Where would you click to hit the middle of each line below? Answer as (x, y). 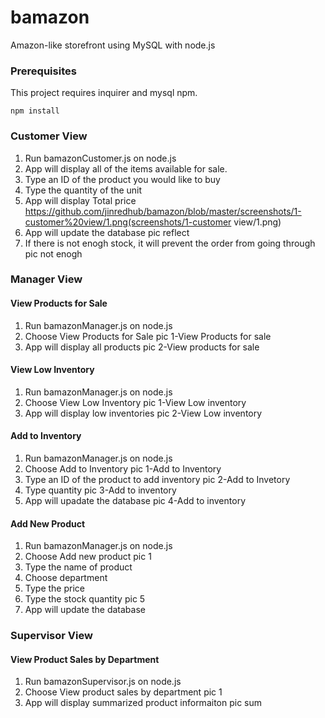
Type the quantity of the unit (83, 190)
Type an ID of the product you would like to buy (122, 179)
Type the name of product (78, 567)
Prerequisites (43, 71)
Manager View (46, 279)
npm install (35, 111)
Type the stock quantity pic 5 (85, 599)
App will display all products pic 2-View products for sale (142, 347)
